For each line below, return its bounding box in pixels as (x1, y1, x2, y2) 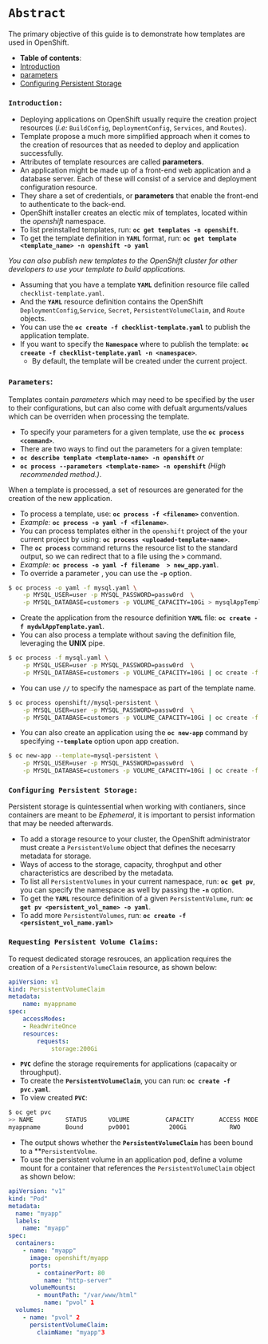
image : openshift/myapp (29, 1254, 109, 1262)
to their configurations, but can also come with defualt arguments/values (8, 403, 247, 412)
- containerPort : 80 (37, 1269, 105, 1277)
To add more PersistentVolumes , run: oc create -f (19, 911, 187, 921)
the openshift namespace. (19, 217, 106, 226)
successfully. (19, 149, 64, 158)
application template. (19, 331, 89, 340)
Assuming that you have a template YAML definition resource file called (19, 280, 250, 289)
